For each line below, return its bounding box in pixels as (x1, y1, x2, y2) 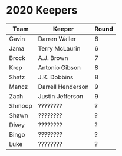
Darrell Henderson (38, 82, 89, 91)
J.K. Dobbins (38, 73, 74, 81)
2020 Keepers (6, 4, 78, 17)
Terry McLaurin (38, 44, 81, 52)
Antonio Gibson (38, 63, 81, 71)
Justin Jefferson (38, 92, 84, 100)
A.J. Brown (38, 54, 68, 62)
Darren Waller (38, 35, 77, 43)
